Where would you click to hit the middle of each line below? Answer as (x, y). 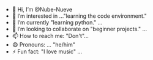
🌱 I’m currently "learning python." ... (57, 22)
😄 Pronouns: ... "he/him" (43, 45)
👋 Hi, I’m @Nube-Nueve (42, 9)
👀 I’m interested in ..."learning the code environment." (79, 16)
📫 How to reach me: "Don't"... (50, 36)
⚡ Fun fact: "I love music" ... (47, 51)
